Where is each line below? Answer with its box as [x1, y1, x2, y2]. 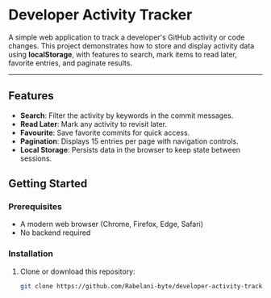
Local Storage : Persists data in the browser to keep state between [19, 145, 240, 154]
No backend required [19, 228, 91, 237]
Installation [8, 248, 54, 259]
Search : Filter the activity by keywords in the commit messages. [19, 111, 234, 120]
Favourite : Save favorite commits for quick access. [19, 128, 190, 137]
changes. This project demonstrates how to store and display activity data [8, 40, 255, 50]
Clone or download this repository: [19, 267, 135, 276]
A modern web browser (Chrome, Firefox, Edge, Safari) [19, 220, 204, 229]
